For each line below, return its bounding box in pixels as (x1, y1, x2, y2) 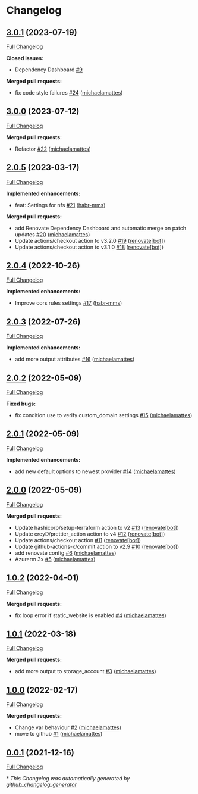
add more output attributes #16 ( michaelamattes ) (14, 355, 135, 363)
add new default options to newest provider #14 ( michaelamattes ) (14, 468, 177, 475)
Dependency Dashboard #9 (14, 66, 83, 73)
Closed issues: (6, 55, 44, 61)
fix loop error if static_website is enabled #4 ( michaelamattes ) (14, 611, 166, 619)
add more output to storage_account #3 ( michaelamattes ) (14, 668, 156, 675)
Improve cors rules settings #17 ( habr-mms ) (14, 299, 122, 307)
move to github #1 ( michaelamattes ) (14, 730, 103, 737)
